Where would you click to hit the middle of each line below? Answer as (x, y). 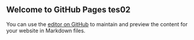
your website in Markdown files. (46, 30)
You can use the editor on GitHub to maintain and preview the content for (97, 24)
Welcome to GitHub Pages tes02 (68, 10)
